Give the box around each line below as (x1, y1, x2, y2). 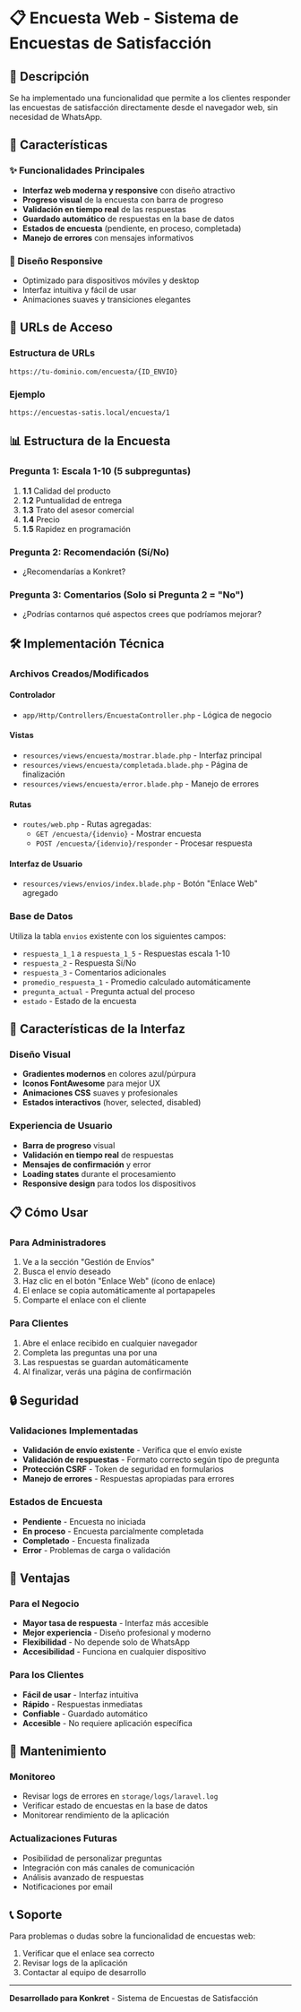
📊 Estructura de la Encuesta (9, 434, 171, 449)
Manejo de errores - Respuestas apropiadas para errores (21, 1474, 235, 1484)
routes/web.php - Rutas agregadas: (21, 819, 152, 830)
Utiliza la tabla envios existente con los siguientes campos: (9, 930, 227, 942)
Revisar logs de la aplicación (21, 1957, 128, 1968)
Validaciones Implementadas (9, 1424, 139, 1437)
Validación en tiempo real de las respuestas (21, 203, 186, 214)
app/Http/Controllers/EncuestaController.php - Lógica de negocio (21, 709, 272, 720)
